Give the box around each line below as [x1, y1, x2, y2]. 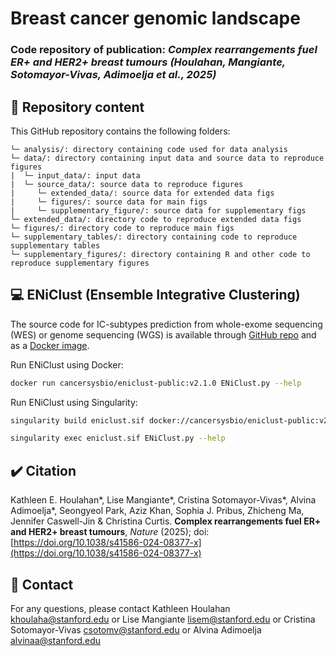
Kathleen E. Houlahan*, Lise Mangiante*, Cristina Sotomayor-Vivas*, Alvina [10, 494, 317, 506]
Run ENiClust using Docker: [10, 358, 124, 371]
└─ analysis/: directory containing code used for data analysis [10, 144, 288, 154]
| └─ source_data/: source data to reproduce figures [10, 179, 244, 189]
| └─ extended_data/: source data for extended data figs [10, 188, 275, 198]
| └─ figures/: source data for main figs [10, 197, 208, 207]
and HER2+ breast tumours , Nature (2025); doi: [10, 526, 210, 538]
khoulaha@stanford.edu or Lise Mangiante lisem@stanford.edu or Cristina [10, 613, 316, 625]
